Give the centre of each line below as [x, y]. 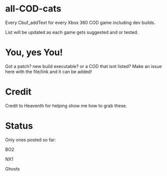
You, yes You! [34, 52]
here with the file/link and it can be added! [49, 71]
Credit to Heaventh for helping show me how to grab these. [66, 105]
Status [19, 126]
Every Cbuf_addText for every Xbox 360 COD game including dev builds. [80, 22]
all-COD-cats [33, 9]
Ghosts [12, 168]
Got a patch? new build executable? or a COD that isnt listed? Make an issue [83, 66]
